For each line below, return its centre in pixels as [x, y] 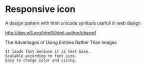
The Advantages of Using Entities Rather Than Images [61, 42]
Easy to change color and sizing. [41, 60]
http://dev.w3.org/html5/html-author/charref [51, 32]
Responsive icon [40, 9]
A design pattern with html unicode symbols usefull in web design [73, 23]
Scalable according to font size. [41, 56]
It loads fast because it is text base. [48, 51]
